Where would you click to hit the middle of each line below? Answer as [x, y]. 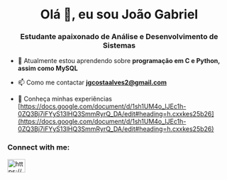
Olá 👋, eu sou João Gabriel [119, 15]
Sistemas [119, 45]
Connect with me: [39, 147]
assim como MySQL [48, 68]
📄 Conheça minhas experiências [65, 99]
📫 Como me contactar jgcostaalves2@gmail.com [92, 83]
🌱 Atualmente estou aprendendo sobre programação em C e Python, [119, 61]
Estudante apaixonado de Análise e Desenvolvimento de [119, 37]
